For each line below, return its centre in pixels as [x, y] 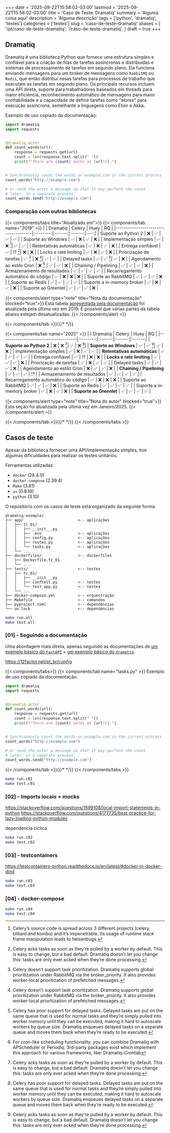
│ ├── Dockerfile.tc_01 [32, 560]
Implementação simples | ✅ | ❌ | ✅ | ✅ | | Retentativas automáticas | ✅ [90, 351]
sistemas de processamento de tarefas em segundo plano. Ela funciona [80, 67]
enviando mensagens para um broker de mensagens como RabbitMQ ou [80, 73]
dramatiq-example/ [25, 516]
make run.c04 [19, 909]
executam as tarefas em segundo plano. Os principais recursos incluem [80, 84]
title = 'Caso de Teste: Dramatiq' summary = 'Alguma [103, 13]
